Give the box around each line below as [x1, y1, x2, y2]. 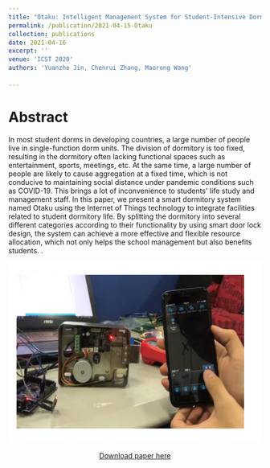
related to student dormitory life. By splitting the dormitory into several [8, 211, 241, 221]
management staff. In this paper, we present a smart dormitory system [8, 194, 241, 204]
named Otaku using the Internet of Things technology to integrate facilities [8, 203, 256, 212]
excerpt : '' [8, 47, 48, 55]
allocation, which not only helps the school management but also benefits [8, 237, 252, 247]
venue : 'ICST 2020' [8, 55, 74, 64]
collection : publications [8, 30, 95, 38]
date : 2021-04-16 [8, 39, 67, 47]
